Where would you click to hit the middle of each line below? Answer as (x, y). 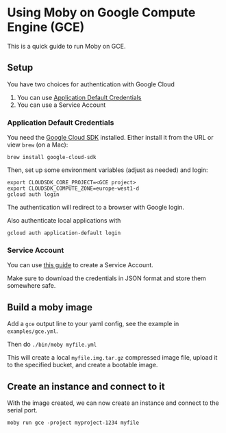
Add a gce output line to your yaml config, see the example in (93, 324)
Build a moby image (50, 307)
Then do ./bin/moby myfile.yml (52, 345)
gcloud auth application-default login (64, 233)
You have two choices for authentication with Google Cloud (91, 84)
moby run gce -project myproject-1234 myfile (73, 423)
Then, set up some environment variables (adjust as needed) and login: (108, 170)
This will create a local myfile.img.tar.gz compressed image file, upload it (112, 358)
